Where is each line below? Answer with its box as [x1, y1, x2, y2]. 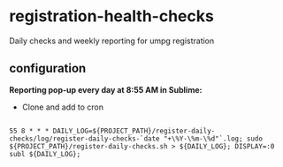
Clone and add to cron [21, 102, 104, 112]
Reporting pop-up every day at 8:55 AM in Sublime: [9, 84, 203, 95]
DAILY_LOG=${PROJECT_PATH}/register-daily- [52, 126, 216, 135]
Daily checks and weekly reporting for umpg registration [9, 35, 215, 46]
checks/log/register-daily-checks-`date [9, 134, 161, 143]
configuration [9, 61, 87, 76]
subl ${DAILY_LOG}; [9, 149, 81, 158]
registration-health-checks [9, 6, 214, 27]
